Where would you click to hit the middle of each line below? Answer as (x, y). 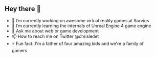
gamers (19, 50)
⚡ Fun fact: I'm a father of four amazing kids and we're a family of (78, 43)
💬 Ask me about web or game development (55, 31)
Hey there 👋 (23, 9)
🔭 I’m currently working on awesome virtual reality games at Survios (80, 20)
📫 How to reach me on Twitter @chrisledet (55, 36)
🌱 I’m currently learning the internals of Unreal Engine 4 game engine (81, 26)
